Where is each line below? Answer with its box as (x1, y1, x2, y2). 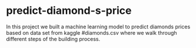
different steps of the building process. (6, 35, 101, 42)
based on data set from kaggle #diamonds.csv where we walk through (6, 29, 178, 36)
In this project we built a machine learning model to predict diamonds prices (6, 23, 191, 30)
